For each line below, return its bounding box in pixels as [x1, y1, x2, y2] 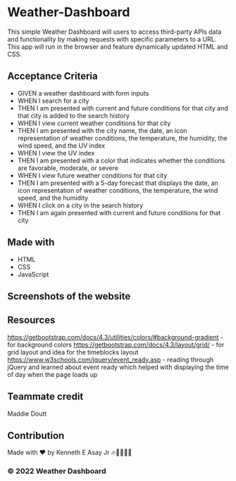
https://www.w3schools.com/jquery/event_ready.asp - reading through [7, 355, 214, 364]
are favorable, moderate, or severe [17, 163, 118, 172]
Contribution [7, 430, 65, 442]
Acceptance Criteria [7, 70, 98, 82]
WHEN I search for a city [17, 96, 89, 105]
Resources [7, 314, 56, 326]
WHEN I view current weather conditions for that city [17, 119, 171, 127]
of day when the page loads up [7, 370, 98, 378]
